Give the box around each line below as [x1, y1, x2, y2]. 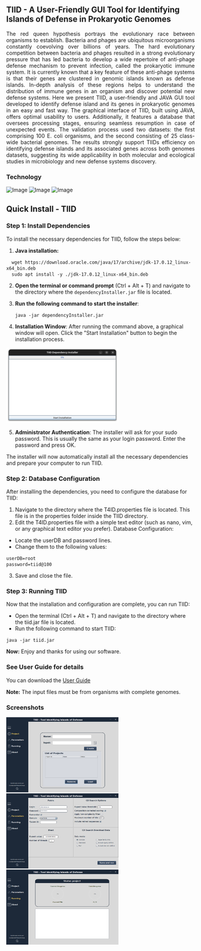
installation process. [14, 336, 65, 343]
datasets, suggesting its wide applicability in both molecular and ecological [6, 151, 195, 158]
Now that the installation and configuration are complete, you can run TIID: [6, 600, 190, 608]
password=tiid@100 [6, 561, 52, 568]
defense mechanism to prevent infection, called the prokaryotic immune [6, 62, 195, 69]
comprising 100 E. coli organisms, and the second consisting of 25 [6, 132, 178, 139]
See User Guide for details [6, 663, 84, 671]
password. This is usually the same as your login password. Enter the [14, 435, 185, 442]
